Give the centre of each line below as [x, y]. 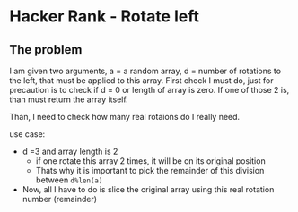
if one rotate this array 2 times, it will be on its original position [151, 161]
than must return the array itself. [69, 99]
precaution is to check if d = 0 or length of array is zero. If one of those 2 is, [149, 90]
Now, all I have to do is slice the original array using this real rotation [148, 189]
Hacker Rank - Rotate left [105, 17]
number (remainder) [59, 199]
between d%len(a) [69, 180]
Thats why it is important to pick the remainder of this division [150, 170]
